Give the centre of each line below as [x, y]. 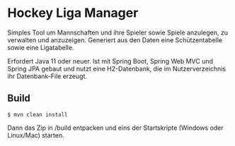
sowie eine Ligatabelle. [41, 47]
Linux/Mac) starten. [36, 135]
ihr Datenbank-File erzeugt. [47, 76]
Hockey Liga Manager [73, 13]
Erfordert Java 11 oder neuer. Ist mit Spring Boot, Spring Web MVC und [110, 61]
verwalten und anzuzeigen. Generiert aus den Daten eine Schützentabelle [115, 39]
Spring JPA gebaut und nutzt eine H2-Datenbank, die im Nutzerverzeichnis [117, 68]
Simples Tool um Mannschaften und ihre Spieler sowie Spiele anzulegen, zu [118, 32]
